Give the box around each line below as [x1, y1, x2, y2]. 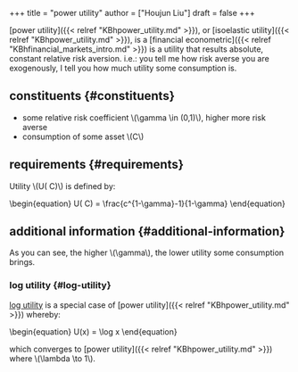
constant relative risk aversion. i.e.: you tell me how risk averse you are [9, 54, 269, 63]
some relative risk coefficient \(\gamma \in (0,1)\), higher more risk [21, 112, 266, 123]
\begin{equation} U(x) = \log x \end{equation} [9, 326, 178, 337]
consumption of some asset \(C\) [21, 131, 145, 142]
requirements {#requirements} [9, 157, 185, 172]
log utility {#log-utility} [9, 279, 112, 292]
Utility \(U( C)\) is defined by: [9, 180, 116, 191]
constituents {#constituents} [9, 88, 176, 103]
